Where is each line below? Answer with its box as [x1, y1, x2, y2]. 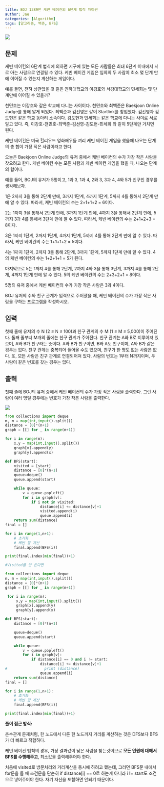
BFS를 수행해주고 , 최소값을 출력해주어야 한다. [5, 754, 91, 760]
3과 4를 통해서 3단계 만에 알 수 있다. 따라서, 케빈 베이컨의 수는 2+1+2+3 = [14, 216, 156, 222]
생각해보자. [5, 183, 26, 189]
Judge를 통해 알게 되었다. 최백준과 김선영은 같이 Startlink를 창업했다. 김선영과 [5, 109, 154, 115]
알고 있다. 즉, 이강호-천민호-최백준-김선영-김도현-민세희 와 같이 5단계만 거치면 [5, 121, 155, 127]
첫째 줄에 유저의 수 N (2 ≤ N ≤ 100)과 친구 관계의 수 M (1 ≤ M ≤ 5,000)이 [5, 328, 145, 334]
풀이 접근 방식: [5, 720, 33, 726]
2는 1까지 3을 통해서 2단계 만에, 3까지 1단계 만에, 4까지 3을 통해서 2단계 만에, [5, 210, 153, 216]
